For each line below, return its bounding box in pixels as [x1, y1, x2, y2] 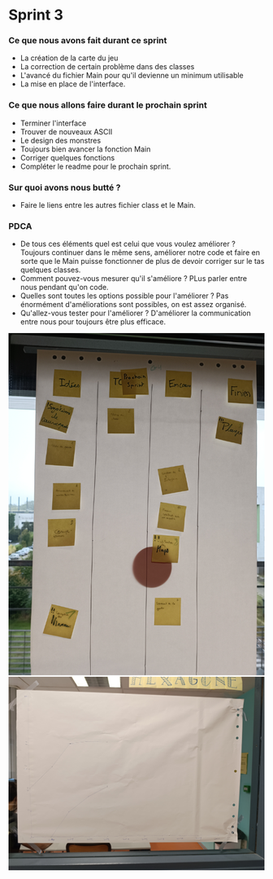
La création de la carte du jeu [19, 53, 119, 63]
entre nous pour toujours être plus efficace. [19, 317, 167, 327]
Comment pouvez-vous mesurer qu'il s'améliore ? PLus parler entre [19, 274, 248, 283]
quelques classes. [19, 265, 81, 275]
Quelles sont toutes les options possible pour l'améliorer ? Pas [19, 291, 229, 301]
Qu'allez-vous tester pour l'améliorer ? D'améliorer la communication [19, 308, 252, 319]
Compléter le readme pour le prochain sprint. [19, 161, 171, 171]
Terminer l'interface [19, 118, 87, 128]
